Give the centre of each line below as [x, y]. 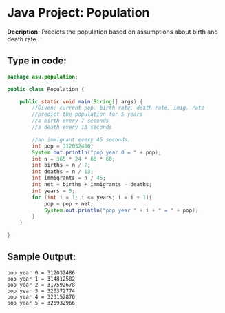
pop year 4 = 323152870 [41, 297]
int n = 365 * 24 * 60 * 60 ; [74, 159]
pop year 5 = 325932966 [41, 303]
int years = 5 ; [54, 191]
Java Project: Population [78, 13]
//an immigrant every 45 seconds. [81, 139]
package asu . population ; [43, 77]
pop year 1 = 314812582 [41, 279]
